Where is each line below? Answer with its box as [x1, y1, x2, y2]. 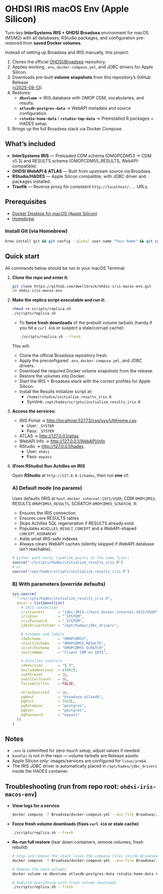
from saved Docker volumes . [23, 40, 82, 46]
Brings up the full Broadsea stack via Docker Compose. [12, 126, 123, 131]
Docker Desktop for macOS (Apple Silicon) [12, 210, 98, 216]
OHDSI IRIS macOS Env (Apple [5, 3, 129, 15]
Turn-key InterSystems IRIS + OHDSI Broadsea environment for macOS [5, 30, 149, 35]
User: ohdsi [26, 448, 50, 454]
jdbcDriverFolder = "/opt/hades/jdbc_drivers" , [21, 623, 119, 628]
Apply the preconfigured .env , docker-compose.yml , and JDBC [19, 357, 142, 363]
